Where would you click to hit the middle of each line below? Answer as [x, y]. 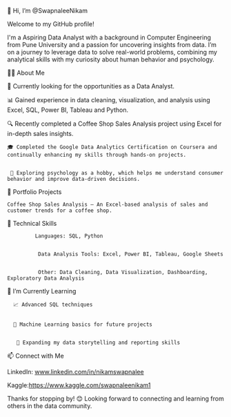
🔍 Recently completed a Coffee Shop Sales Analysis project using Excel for [114, 124]
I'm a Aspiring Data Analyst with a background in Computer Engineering [109, 37]
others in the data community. [50, 406]
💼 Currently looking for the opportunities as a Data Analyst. [91, 86]
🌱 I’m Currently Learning [42, 291]
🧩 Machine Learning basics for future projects [83, 324]
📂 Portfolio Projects [34, 192]
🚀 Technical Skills [32, 223]
